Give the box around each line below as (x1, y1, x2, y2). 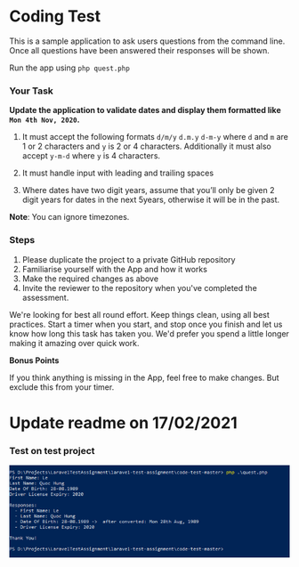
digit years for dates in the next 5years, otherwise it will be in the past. (21, 194, 280, 206)
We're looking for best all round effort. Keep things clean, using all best (9, 309, 270, 320)
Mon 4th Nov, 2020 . (9, 114, 80, 126)
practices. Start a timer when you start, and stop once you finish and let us (9, 319, 283, 329)
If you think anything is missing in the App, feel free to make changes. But (9, 372, 279, 383)
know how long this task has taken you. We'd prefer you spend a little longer (9, 328, 289, 339)
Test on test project (9, 444, 95, 457)
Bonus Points (9, 354, 60, 366)
